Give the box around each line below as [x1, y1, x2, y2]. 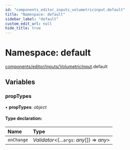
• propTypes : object [5, 104, 47, 110]
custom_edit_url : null [5, 21, 52, 26]
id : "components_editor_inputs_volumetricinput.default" [5, 7, 126, 12]
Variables [5, 78, 36, 86]
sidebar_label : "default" [5, 16, 59, 21]
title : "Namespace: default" [5, 12, 65, 17]
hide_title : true [5, 26, 41, 31]
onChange [7, 137, 28, 143]
